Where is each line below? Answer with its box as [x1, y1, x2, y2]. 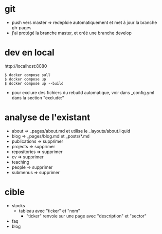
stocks [11, 202, 25, 208]
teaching [11, 159, 30, 165]
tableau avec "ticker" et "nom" [18, 208, 81, 214]
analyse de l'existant [4, 112, 90, 123]
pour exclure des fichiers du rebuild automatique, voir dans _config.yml [11, 89, 154, 96]
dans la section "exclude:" [11, 95, 64, 100]
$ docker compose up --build [4, 81, 64, 86]
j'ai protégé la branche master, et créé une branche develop [11, 30, 132, 36]
